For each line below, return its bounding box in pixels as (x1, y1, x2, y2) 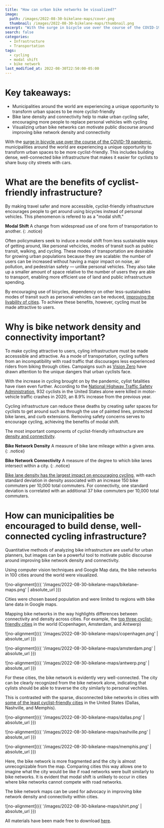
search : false (5, 30, 34, 35)
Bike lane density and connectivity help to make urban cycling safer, (12, 113, 150, 120)
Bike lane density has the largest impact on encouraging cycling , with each (5, 472, 156, 478)
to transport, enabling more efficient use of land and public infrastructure (5, 274, 152, 280)
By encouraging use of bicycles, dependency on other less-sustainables (5, 289, 151, 295)
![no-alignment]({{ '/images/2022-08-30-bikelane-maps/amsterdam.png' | (5, 645, 156, 651)
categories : (5, 35, 29, 40)
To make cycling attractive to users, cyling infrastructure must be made (5, 348, 148, 354)
